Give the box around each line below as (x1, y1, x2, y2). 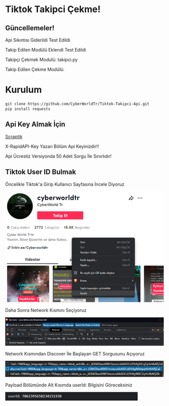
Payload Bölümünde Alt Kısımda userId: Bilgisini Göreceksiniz (5, 382, 132, 388)
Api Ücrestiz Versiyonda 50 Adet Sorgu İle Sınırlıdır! (5, 153, 112, 159)
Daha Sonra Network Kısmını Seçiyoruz (5, 307, 87, 313)
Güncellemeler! (5, 24, 55, 32)
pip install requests (5, 106, 51, 112)
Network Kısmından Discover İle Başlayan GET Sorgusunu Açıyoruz (5, 351, 145, 357)
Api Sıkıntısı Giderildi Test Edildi (5, 37, 70, 43)
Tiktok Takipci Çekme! (5, 4, 101, 15)
